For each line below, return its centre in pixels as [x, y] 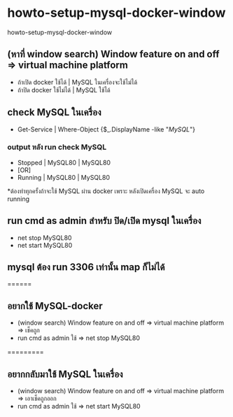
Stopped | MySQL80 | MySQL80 [64, 162]
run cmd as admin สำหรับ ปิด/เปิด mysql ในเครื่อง [104, 221]
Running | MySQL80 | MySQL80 [64, 177]
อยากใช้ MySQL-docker [55, 306]
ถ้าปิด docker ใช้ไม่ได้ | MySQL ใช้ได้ [64, 90]
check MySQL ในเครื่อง [54, 112]
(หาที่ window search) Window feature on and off [113, 54]
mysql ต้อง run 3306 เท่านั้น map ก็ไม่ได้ [86, 267]
